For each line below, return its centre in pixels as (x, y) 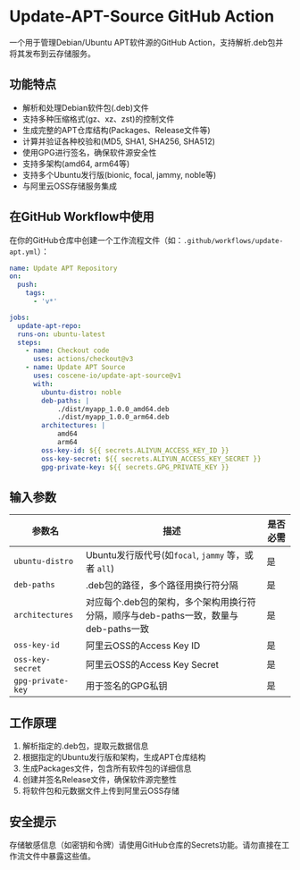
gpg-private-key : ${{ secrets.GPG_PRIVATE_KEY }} (135, 467)
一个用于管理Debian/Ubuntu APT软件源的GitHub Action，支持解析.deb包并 (146, 42)
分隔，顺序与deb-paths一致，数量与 (162, 616)
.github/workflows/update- (233, 241)
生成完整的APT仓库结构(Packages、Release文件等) (117, 130)
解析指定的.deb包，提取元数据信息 (85, 746)
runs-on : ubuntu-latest (61, 334)
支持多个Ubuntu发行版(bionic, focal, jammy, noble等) (119, 174)
